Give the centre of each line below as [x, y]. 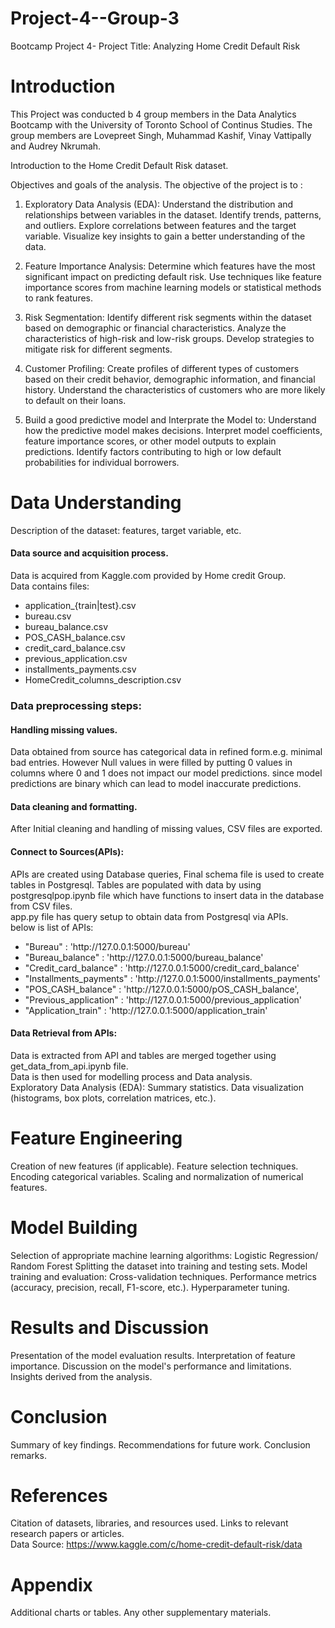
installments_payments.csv [80, 669]
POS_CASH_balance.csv [75, 638]
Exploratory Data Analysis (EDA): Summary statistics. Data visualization [157, 1087]
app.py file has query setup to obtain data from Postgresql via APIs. [149, 916]
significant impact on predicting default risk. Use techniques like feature [173, 276]
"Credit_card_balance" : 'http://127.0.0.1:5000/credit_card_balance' [162, 968]
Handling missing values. [64, 729]
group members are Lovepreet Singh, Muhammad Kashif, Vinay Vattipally [161, 135]
